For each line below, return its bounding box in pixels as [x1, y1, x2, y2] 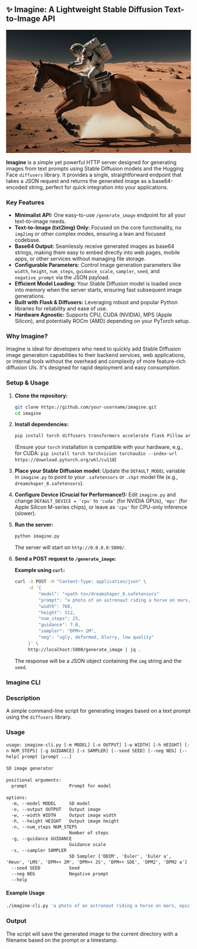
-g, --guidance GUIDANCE [11, 836, 72, 842]
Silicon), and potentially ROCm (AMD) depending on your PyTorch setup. [14, 318, 191, 325]
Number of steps [69, 830, 109, 836]
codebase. [14, 237, 41, 244]
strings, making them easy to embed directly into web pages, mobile [14, 249, 180, 256]
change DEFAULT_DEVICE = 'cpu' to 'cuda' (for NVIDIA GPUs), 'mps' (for [14, 498, 188, 505]
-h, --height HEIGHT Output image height [11, 818, 119, 824]
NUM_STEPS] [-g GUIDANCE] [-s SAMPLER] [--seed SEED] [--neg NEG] [11, 748, 177, 754]
